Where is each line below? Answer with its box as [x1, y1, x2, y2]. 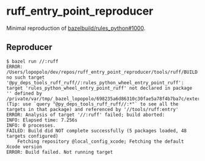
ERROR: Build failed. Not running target [6, 149, 113, 155]
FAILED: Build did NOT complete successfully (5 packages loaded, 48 [6, 127, 187, 134]
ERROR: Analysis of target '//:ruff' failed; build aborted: [6, 112, 165, 118]
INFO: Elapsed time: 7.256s [6, 117, 78, 123]
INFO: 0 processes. [6, 122, 56, 129]
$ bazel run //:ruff [6, 58, 59, 65]
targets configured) [6, 133, 59, 139]
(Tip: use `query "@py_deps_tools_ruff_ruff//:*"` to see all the [6, 101, 179, 107]
